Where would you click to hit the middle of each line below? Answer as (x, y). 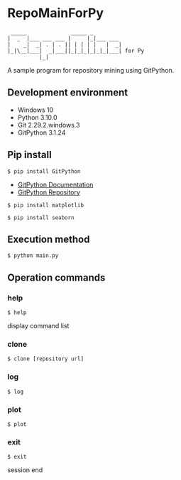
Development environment (68, 93)
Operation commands (56, 277)
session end (25, 470)
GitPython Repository (49, 192)
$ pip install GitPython (44, 171)
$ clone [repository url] (45, 359)
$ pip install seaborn (41, 218)
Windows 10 (35, 110)
